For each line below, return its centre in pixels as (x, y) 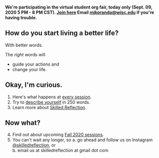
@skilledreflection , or (34, 145)
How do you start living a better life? (62, 33)
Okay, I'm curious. (34, 85)
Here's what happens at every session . (52, 97)
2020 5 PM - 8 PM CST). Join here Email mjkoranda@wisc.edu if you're (80, 12)
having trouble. (21, 18)
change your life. (29, 69)
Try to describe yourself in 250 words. (51, 102)
